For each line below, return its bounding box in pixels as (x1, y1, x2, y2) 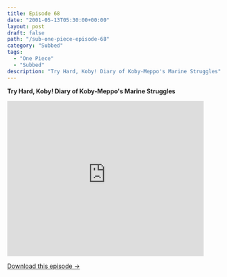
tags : (7, 49, 23, 56)
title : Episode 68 (7, 10, 60, 17)
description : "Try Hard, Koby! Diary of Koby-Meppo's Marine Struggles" (7, 68, 221, 75)
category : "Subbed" (7, 42, 64, 49)
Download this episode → (7, 262, 80, 270)
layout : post (7, 23, 45, 30)
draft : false (7, 29, 45, 37)
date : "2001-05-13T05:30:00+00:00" (7, 17, 110, 23)
